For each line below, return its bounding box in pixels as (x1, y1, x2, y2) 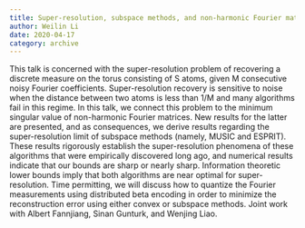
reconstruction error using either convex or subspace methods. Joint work (9, 199, 289, 210)
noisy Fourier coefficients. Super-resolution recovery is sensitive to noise (9, 83, 283, 94)
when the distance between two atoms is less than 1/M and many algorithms (9, 93, 295, 104)
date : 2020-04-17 (9, 30, 75, 39)
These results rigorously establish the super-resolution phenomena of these (9, 141, 294, 152)
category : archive (9, 38, 79, 48)
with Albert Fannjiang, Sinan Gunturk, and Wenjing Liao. (9, 208, 218, 219)
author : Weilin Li (9, 22, 79, 31)
